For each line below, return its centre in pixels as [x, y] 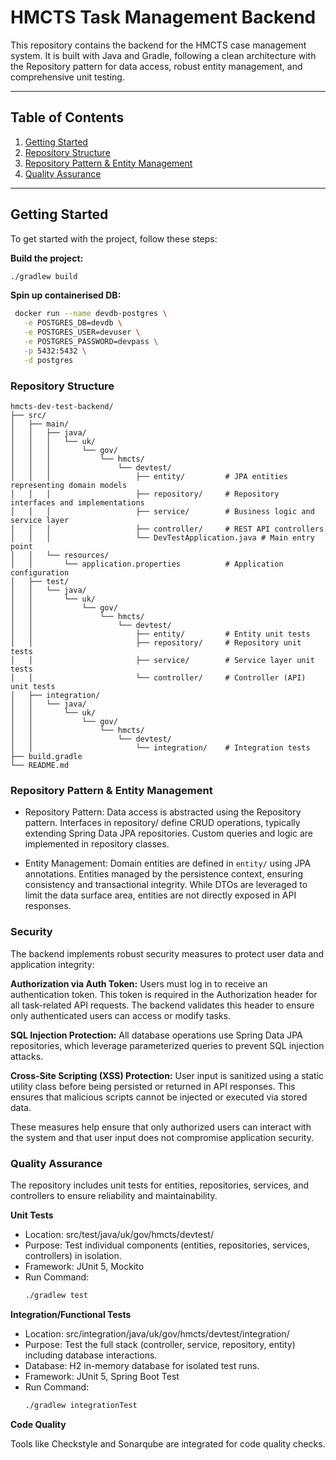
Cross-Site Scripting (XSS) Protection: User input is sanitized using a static [167, 1075]
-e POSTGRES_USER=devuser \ [82, 332]
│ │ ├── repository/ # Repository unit [156, 642]
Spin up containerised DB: [66, 295]
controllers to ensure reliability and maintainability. [114, 1195]
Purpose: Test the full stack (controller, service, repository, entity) [160, 1344]
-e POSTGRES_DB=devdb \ [73, 323]
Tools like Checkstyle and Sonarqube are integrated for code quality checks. [168, 1443]
